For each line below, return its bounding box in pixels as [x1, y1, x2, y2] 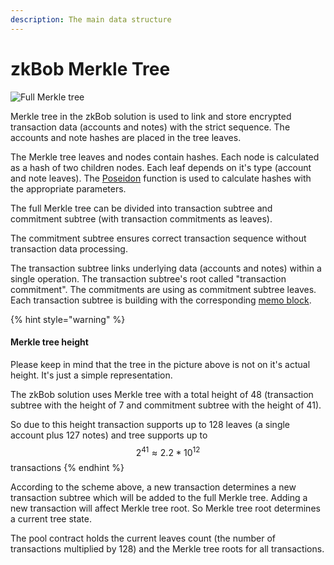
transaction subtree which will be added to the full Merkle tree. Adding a [10, 492, 308, 504]
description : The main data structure [10, 14, 172, 25]
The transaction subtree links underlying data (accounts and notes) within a [10, 262, 322, 274]
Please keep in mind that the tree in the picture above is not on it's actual [10, 358, 311, 370]
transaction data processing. [10, 242, 128, 255]
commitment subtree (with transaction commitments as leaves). [10, 212, 273, 225]
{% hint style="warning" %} [10, 313, 126, 325]
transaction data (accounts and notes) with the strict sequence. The [10, 121, 291, 133]
